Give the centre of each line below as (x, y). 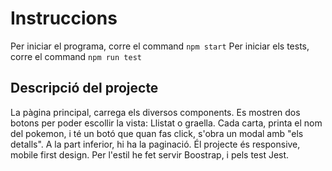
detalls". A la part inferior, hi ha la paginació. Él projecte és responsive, (155, 144)
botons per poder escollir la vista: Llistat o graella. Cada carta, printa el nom (166, 123)
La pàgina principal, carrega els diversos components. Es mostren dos (155, 112)
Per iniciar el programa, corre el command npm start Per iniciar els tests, (160, 46)
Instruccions (64, 18)
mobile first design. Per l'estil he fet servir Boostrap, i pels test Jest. (150, 154)
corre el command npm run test (76, 56)
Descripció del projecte (84, 88)
